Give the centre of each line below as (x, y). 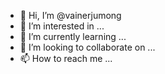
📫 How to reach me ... (66, 58)
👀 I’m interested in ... (62, 26)
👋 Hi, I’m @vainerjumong (70, 15)
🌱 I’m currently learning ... (73, 36)
